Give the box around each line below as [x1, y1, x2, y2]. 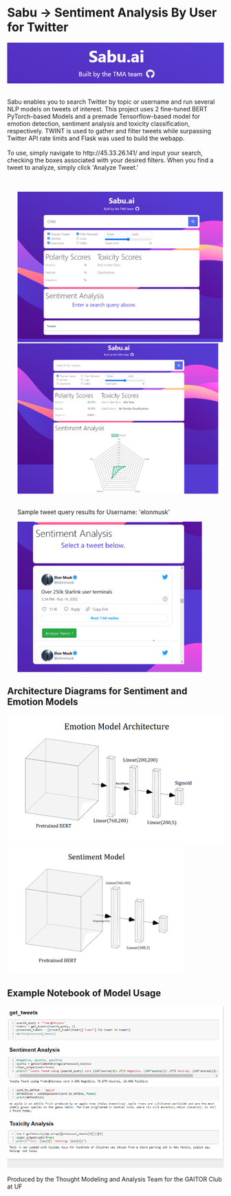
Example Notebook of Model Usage [7, 988, 162, 999]
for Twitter [7, 19, 69, 35]
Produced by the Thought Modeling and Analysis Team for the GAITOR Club [7, 1175, 222, 1184]
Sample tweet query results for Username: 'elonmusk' [16, 508, 170, 516]
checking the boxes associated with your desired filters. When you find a [7, 156, 214, 164]
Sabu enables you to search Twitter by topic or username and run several [7, 98, 215, 106]
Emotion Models [7, 696, 78, 708]
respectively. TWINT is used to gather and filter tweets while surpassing [7, 127, 212, 135]
